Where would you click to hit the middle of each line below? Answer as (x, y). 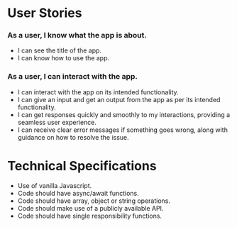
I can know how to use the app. (64, 58)
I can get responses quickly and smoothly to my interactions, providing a (124, 114)
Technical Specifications (82, 166)
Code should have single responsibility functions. (89, 216)
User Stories (45, 13)
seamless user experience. (57, 122)
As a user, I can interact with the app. (73, 77)
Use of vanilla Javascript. (55, 185)
